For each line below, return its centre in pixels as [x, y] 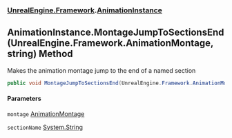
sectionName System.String [45, 127]
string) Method [40, 54]
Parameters [24, 99]
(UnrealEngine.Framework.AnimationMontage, [110, 43]
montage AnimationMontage [46, 114]
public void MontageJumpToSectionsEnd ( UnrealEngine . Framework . [100, 83]
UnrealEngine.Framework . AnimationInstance [85, 10]
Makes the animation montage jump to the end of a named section [101, 70]
